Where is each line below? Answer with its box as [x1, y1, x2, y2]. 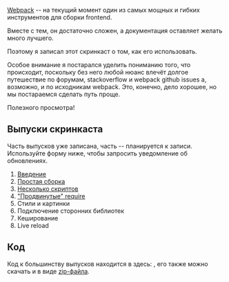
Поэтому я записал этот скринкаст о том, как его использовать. [7, 48, 198, 55]
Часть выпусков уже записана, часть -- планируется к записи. [7, 142, 192, 150]
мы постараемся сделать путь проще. [7, 90, 121, 98]
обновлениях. [7, 156, 48, 164]
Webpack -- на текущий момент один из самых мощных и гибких [7, 6, 200, 14]
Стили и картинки [17, 199, 70, 207]
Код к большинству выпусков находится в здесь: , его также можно [7, 259, 208, 268]
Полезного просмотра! [7, 104, 75, 111]
